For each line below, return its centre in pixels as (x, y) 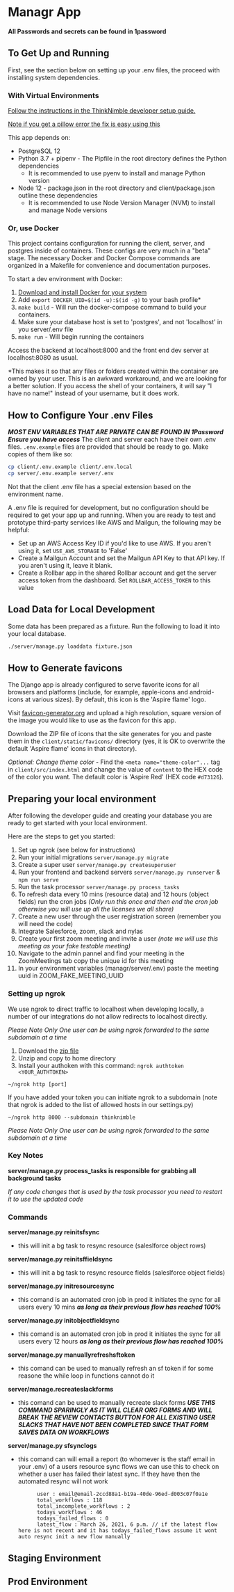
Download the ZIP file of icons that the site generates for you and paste (110, 734)
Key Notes (26, 1156)
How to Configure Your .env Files (81, 415)
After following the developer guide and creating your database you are (110, 815)
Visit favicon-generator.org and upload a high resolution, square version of (115, 713)
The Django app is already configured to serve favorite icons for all (104, 685)
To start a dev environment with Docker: (65, 279)
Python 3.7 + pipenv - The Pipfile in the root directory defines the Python (122, 159)
